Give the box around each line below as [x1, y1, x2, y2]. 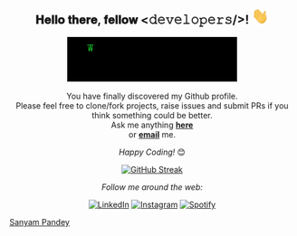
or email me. [128, 129, 177, 140]
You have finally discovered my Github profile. [66, 90, 238, 102]
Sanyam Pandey [9, 217, 71, 228]
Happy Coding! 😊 [119, 146, 186, 157]
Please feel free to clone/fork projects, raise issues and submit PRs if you [15, 100, 289, 111]
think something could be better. [91, 110, 213, 121]
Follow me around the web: [101, 182, 204, 193]
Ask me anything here [110, 119, 194, 130]
